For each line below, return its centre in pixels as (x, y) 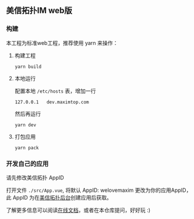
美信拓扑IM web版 (39, 11)
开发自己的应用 (27, 164)
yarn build (28, 67)
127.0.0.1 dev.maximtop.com (52, 102)
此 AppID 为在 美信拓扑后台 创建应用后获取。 (59, 197)
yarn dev (25, 125)
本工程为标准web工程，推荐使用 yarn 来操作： (62, 43)
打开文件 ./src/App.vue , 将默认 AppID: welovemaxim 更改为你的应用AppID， (99, 190)
